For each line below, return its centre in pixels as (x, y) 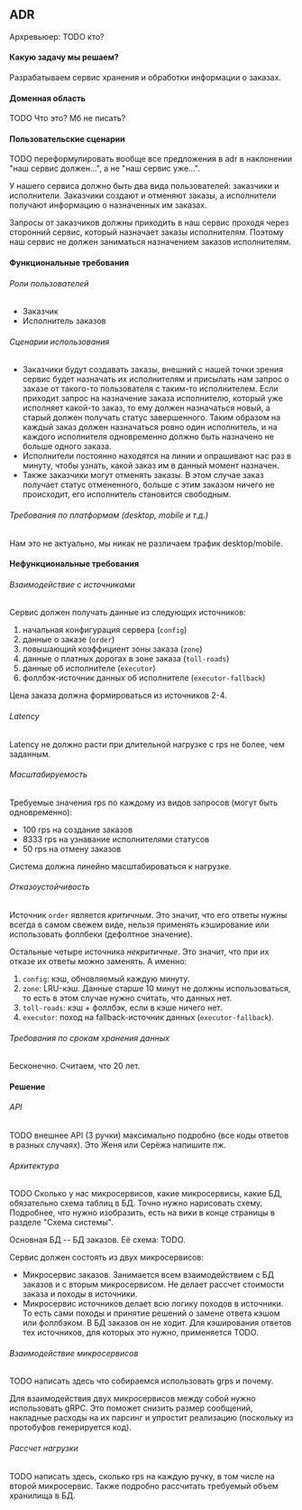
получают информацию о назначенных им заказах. (108, 205)
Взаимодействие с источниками (72, 584)
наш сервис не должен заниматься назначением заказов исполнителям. (150, 242)
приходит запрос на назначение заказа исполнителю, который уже (153, 399)
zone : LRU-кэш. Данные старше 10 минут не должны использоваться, (156, 989)
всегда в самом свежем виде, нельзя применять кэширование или (139, 924)
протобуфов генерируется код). (71, 1428)
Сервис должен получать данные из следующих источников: (128, 613)
